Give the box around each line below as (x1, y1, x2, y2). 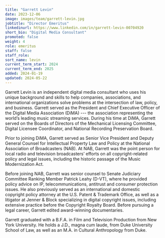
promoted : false (5, 35, 38, 40)
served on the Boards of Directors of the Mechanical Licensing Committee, (5, 120, 157, 126)
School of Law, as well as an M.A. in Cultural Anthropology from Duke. (5, 227, 147, 233)
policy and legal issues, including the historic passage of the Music (5, 156, 141, 162)
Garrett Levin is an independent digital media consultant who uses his (5, 89, 146, 95)
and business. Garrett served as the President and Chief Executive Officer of (5, 105, 160, 110)
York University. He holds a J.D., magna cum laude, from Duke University (5, 222, 153, 228)
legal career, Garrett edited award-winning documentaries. (5, 207, 124, 213)
